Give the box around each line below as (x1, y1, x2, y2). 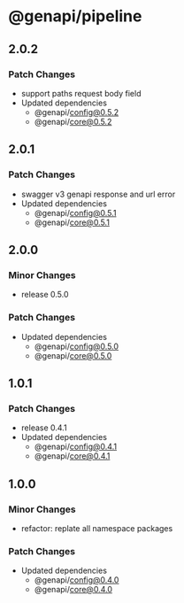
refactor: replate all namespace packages (20, 522, 173, 533)
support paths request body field (20, 88, 142, 98)
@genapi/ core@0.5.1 (34, 217, 110, 228)
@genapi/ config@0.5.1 (34, 207, 117, 218)
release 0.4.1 (20, 422, 67, 433)
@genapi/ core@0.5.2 (34, 116, 112, 127)
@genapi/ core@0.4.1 (34, 451, 111, 461)
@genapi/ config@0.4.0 (34, 575, 119, 585)
